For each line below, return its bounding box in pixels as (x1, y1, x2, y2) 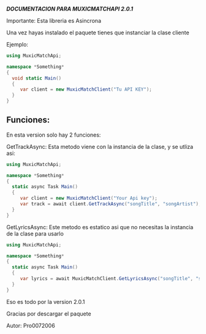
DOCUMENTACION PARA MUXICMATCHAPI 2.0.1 (6, 6, 134, 12)
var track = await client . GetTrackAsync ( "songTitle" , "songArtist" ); (20, 201, 202, 207)
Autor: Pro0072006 (6, 322, 55, 329)
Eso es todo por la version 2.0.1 (6, 298, 85, 305)
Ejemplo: (6, 41, 29, 48)
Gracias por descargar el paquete (6, 309, 91, 317)
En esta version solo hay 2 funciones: (6, 131, 101, 139)
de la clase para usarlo (6, 230, 64, 237)
